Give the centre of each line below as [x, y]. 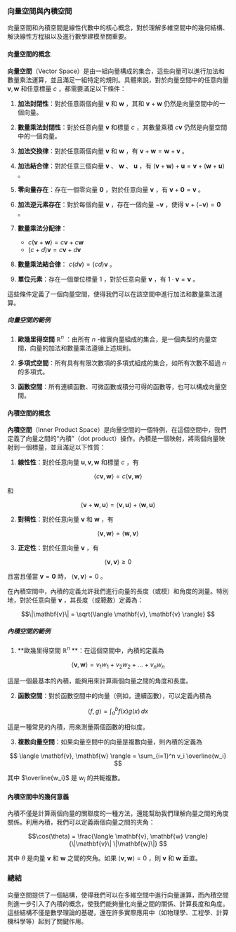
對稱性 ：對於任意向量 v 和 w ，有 [65, 519]
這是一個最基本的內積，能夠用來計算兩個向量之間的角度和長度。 [99, 681]
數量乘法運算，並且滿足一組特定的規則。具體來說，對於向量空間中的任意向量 [118, 79]
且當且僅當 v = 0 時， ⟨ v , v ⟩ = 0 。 [57, 577]
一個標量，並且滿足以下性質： [63, 447]
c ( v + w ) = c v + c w [56, 242]
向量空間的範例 [29, 320]
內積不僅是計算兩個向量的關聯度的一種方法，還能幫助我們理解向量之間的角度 [118, 813]
